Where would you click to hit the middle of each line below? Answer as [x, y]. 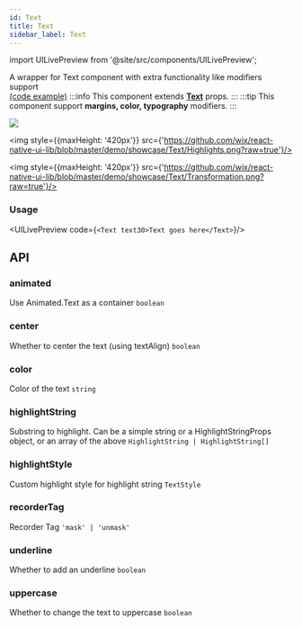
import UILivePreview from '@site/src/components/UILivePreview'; [133, 60]
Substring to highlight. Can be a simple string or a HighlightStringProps [141, 432]
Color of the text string [53, 389]
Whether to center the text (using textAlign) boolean [105, 345]
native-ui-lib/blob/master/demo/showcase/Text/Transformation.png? [137, 177]
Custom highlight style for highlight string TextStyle [105, 484]
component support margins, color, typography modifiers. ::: [123, 106]
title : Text [31, 26]
